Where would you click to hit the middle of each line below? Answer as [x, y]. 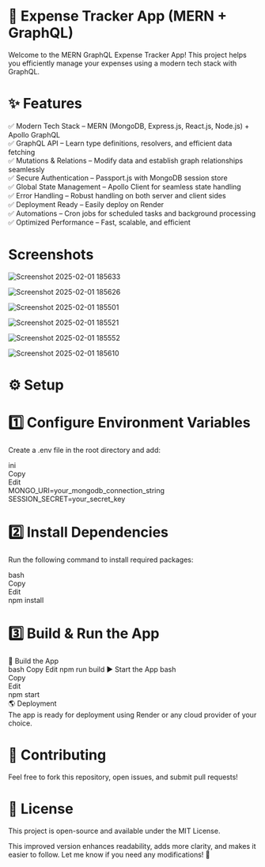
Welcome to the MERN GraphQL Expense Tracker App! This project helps [128, 55]
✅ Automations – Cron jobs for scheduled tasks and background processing [132, 213]
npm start [24, 694]
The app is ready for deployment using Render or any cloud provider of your [132, 714]
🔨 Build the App [34, 661]
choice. [21, 723]
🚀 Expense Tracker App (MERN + [118, 16]
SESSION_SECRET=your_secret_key [67, 499]
